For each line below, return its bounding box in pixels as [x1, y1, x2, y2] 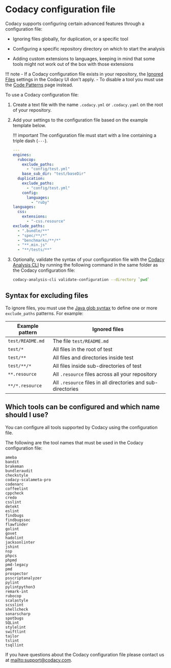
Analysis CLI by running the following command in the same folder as [12, 262, 158, 268]
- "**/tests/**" [17, 247, 52, 252]
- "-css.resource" [26, 219, 66, 224]
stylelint [5, 625, 26, 630]
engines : [12, 152, 32, 157]
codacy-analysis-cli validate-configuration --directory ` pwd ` [12, 277, 150, 282]
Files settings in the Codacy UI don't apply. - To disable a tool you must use [5, 76, 164, 82]
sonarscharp [5, 611, 31, 616]
